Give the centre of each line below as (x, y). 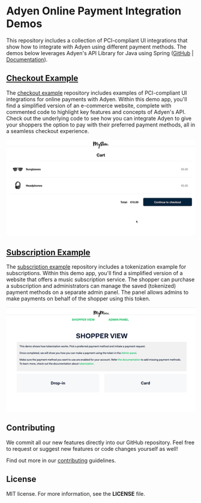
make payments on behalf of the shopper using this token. (78, 299)
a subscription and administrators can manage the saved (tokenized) (91, 286)
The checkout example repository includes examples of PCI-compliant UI (97, 93)
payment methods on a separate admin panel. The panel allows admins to (97, 293)
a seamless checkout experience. (48, 131)
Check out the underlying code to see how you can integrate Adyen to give (99, 118)
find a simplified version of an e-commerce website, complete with (89, 106)
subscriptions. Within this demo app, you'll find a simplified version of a (94, 273)
